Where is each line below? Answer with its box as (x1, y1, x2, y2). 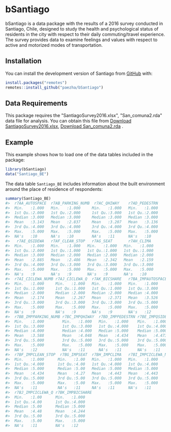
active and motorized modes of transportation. (5, 42, 103, 48)
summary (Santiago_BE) (5, 196, 51, 201)
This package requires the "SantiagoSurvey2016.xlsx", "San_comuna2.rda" (5, 112, 162, 119)
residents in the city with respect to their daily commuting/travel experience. (5, 31, 165, 37)
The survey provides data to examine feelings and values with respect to (5, 37, 158, 43)
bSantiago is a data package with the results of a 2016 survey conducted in (5, 20, 163, 26)
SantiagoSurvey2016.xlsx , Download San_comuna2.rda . (5, 123, 124, 129)
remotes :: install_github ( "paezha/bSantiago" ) (5, 85, 103, 90)
